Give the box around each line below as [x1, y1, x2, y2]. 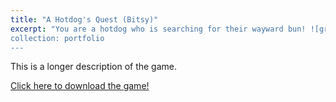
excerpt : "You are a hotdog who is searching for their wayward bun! [10, 24, 307, 34]
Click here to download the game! [10, 80, 150, 92]
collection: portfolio [10, 33, 105, 43]
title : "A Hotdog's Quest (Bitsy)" [10, 14, 159, 25]
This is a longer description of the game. [10, 61, 178, 73]
